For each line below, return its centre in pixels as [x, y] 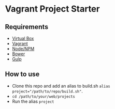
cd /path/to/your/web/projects [43, 96]
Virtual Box [23, 38]
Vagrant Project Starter [52, 9]
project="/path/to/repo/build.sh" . [47, 91]
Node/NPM [23, 49]
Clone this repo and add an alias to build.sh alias [61, 86]
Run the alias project [33, 101]
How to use [22, 74]
